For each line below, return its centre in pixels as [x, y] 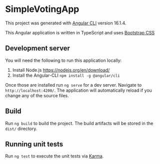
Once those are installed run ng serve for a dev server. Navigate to [74, 85]
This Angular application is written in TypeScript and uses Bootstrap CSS [80, 32]
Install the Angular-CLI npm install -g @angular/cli [66, 75]
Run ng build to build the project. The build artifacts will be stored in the [79, 123]
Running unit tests [34, 144]
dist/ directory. [21, 129]
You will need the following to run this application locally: [64, 60]
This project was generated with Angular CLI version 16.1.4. [66, 23]
